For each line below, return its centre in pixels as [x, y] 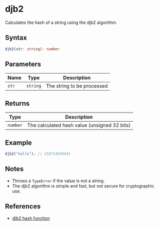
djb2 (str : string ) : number [32, 49]
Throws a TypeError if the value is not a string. [58, 181]
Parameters [23, 64]
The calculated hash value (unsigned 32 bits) [79, 125]
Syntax [16, 38]
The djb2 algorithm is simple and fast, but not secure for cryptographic [83, 186]
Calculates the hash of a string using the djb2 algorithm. [61, 22]
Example [18, 142]
